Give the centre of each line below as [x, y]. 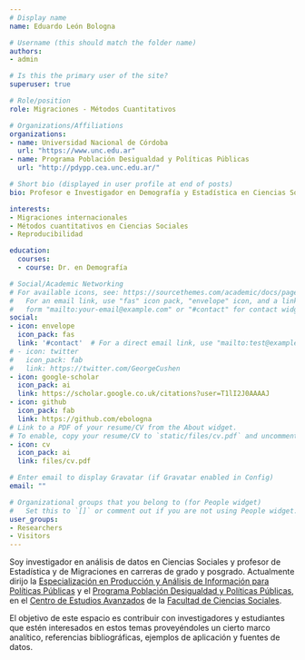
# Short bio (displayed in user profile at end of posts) [121, 184]
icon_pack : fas [46, 335]
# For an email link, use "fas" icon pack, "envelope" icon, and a [144, 300]
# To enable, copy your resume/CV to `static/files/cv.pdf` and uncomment [154, 436]
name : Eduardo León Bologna [63, 26]
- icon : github [38, 402]
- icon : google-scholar [54, 377]
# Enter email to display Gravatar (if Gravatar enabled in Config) [142, 478]
